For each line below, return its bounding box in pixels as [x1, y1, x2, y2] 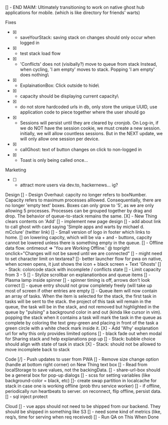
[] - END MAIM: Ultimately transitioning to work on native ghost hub [5, 5, 144, 10]
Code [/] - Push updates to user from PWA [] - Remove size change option [5, 356, 159, 362]
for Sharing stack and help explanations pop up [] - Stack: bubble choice [5, 336, 155, 342]
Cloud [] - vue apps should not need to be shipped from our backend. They [5, 403, 161, 409]
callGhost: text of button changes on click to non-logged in [20, 147, 142, 152]
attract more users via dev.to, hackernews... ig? [20, 182, 118, 188]
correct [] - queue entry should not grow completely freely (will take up [5, 282, 152, 288]
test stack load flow [20, 50, 61, 56]
